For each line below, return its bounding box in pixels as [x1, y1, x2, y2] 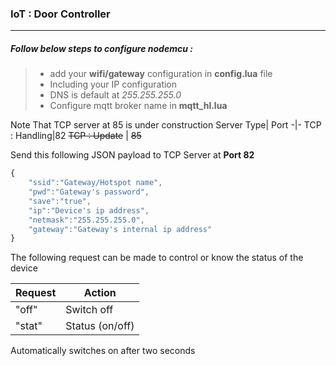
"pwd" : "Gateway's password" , [28, 187, 150, 197]
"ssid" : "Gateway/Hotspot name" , [28, 178, 163, 188]
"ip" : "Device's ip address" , [28, 205, 150, 216]
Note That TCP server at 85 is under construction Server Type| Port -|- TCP [10, 119, 322, 131]
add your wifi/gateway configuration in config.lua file [49, 68, 273, 80]
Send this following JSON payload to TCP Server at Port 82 [10, 149, 255, 161]
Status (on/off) [65, 319, 135, 333]
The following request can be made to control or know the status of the [10, 252, 304, 264]
